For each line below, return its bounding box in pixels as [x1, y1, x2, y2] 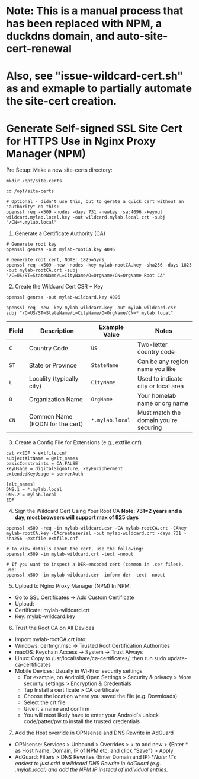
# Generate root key [6, 242, 57, 248]
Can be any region [137, 357, 188, 366]
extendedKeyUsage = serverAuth [6, 471, 84, 477]
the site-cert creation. [6, 94, 117, 108]
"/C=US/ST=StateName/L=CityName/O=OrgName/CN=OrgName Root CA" [6, 273, 166, 278]
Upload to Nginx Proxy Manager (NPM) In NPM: [14, 582, 131, 590]
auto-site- [117, 30, 168, 43]
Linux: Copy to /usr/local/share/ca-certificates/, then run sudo [14, 655, 167, 662]
